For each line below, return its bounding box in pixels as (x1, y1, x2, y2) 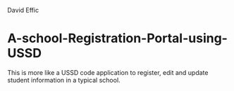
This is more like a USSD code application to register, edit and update (7, 68, 209, 76)
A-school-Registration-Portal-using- (7, 31, 228, 46)
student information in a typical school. (7, 76, 121, 84)
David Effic (7, 6, 39, 14)
